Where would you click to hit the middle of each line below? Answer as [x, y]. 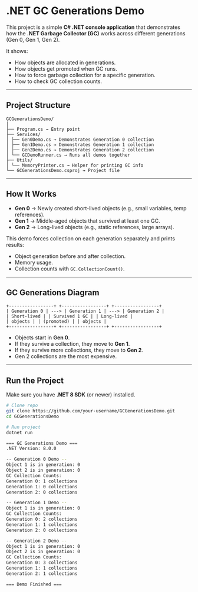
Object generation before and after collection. [70, 256]
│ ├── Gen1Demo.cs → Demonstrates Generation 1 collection [80, 145]
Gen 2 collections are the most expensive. [65, 356]
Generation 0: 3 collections [42, 563]
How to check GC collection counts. [58, 81]
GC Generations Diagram [53, 292]
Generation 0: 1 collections [42, 481]
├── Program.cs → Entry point [43, 129]
